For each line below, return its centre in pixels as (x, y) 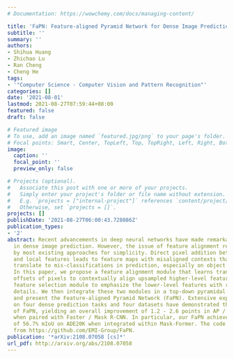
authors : (20, 46)
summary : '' (24, 39)
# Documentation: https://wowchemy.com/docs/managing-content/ (101, 14)
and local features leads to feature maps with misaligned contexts (115, 259)
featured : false (31, 111)
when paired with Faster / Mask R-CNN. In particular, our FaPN (109, 318)
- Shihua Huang (29, 52)
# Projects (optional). (42, 181)
